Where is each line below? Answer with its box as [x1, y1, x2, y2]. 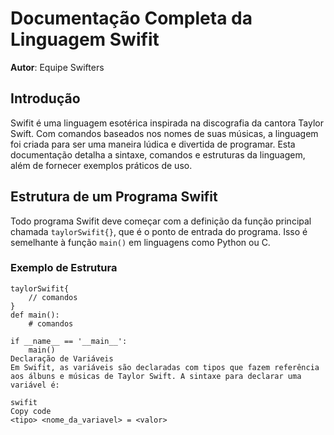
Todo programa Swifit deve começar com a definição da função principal [10, 215, 312, 227]
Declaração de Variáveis [10, 353, 114, 364]
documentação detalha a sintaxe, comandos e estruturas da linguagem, [10, 148, 306, 161]
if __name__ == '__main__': [10, 336, 128, 346]
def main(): [10, 310, 60, 320]
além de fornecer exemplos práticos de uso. [10, 159, 193, 171]
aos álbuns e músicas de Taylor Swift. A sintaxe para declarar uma [10, 371, 302, 381]
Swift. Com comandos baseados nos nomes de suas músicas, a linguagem [10, 127, 319, 139]
